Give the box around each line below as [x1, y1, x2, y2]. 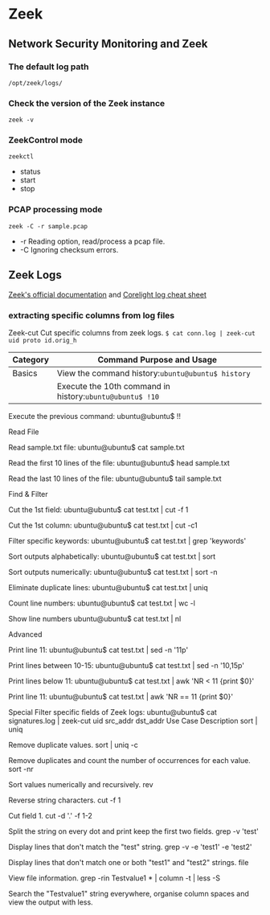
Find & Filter [8, 489, 48, 499]
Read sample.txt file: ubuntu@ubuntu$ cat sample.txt [8, 442, 185, 452]
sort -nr [8, 764, 34, 773]
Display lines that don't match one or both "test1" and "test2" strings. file [8, 857, 249, 867]
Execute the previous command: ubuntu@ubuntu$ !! [8, 411, 182, 421]
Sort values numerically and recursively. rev [8, 779, 154, 789]
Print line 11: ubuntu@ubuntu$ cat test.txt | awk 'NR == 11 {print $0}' [8, 691, 234, 701]
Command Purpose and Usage [97, 354, 218, 365]
